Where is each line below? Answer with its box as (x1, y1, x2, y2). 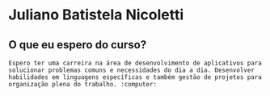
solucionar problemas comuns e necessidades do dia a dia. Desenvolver (8, 66, 255, 74)
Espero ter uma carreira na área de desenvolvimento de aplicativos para (8, 59, 263, 67)
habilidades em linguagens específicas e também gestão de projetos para (8, 73, 263, 81)
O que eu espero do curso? (8, 38, 147, 52)
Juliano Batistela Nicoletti (8, 6, 184, 24)
